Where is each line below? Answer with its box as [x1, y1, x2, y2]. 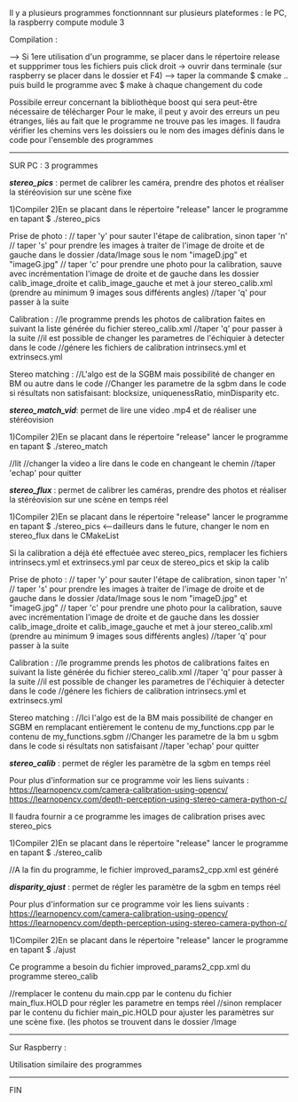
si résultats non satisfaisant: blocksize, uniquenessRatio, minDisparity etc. [9, 388, 279, 398]
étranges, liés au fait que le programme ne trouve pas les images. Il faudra [9, 115, 281, 126]
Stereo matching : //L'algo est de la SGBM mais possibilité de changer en [9, 369, 276, 379]
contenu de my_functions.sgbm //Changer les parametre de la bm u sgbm [9, 732, 279, 741]
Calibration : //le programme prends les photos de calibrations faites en [9, 657, 270, 668]
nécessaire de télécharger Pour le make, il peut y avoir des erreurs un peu [9, 107, 280, 116]
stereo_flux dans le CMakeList [9, 530, 120, 541]
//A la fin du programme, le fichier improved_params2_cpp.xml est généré [9, 865, 279, 875]
